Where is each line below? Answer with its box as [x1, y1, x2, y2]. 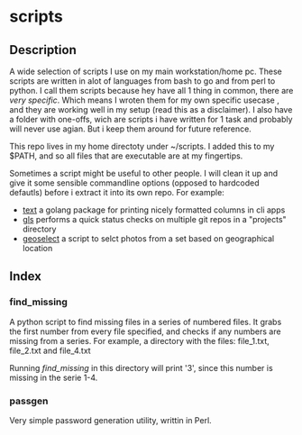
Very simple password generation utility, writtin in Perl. [9, 414, 212, 425]
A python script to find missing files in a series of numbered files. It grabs [9, 316, 282, 327]
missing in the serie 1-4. [9, 372, 98, 383]
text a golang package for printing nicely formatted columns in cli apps [22, 204, 286, 215]
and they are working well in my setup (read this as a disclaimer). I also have [9, 104, 293, 114]
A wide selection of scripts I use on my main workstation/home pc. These [9, 66, 282, 77]
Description [9, 42, 77, 58]
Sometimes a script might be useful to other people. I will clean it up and [9, 168, 278, 178]
